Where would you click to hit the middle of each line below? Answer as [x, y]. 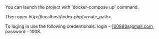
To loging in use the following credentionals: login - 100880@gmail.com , [79, 26]
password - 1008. [23, 31]
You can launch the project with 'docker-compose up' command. [72, 7]
